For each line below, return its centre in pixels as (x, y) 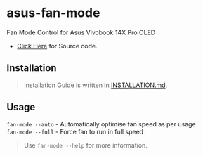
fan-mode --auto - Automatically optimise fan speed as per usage (101, 124)
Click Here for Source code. (57, 46)
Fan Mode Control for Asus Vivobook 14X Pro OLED (81, 32)
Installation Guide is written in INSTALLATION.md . (96, 85)
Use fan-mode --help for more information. (86, 145)
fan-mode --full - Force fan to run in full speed (75, 131)
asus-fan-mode (53, 13)
